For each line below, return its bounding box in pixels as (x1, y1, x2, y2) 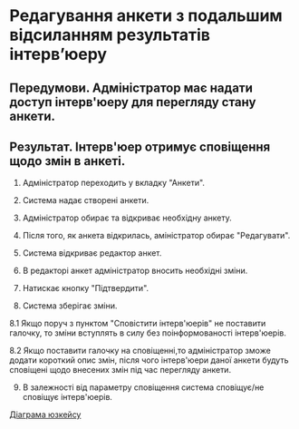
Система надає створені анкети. (22, 195, 149, 206)
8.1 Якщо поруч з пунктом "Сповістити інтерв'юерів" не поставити (9, 318, 266, 329)
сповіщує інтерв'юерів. (22, 392, 113, 403)
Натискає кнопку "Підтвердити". (22, 283, 149, 294)
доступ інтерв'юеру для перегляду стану (9, 94, 256, 110)
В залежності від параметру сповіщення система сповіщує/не (22, 382, 265, 393)
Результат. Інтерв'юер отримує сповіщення (9, 139, 271, 154)
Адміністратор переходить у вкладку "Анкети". (22, 178, 206, 189)
